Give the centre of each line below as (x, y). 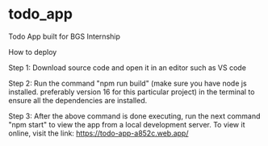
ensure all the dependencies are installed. (78, 100)
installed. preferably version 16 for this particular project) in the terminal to (132, 92)
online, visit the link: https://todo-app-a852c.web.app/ (98, 133)
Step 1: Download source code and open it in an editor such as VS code (127, 67)
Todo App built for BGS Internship (65, 36)
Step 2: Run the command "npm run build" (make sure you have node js (128, 83)
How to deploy (33, 52)
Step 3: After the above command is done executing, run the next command (134, 116)
